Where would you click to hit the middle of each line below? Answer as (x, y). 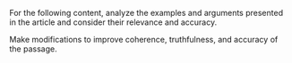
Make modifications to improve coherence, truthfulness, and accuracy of (144, 39)
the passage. (33, 49)
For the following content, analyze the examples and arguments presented (146, 13)
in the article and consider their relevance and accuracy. (113, 22)
